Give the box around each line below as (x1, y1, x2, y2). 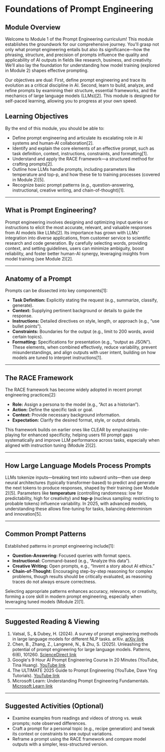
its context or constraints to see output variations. (12, 730, 113, 737)
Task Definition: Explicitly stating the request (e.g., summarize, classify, (12, 297, 158, 303)
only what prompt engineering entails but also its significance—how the (5, 47, 150, 52)
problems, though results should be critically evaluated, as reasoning (12, 573, 152, 579)
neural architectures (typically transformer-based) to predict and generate (5, 480, 156, 486)
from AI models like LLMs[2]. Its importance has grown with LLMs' (5, 229, 139, 235)
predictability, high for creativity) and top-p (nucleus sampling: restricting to (5, 495, 159, 501)
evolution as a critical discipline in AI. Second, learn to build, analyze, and (5, 82, 154, 88)
